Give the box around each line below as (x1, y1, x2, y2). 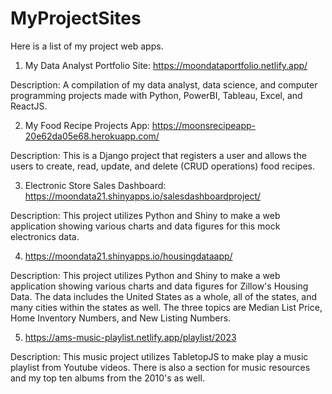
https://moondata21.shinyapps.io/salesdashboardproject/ (24, 190, 262, 202)
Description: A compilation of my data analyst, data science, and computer (10, 78, 318, 91)
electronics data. (10, 230, 80, 242)
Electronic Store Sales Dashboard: (24, 179, 167, 191)
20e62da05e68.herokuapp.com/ (24, 130, 160, 142)
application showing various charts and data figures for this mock (10, 220, 281, 232)
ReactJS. (10, 100, 48, 112)
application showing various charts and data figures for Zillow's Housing (10, 280, 309, 292)
